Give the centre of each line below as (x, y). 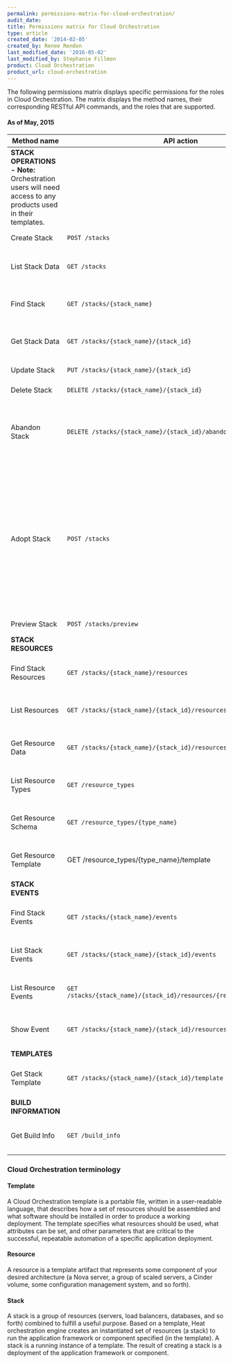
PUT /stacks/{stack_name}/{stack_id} (129, 370)
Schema (24, 827)
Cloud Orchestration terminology (64, 1169)
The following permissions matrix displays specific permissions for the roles (116, 92)
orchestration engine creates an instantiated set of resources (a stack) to (112, 1331)
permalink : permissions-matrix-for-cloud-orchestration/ (91, 14)
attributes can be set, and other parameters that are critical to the (101, 1231)
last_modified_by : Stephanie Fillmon (62, 59)
